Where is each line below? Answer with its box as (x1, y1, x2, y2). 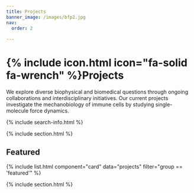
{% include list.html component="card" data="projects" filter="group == (6, 163, 183, 170)
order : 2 (11, 25, 33, 31)
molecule (6, 107, 29, 114)
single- (155, 101, 173, 108)
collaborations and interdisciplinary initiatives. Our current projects (6, 95, 169, 102)
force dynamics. (29, 107, 69, 114)
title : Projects (6, 8, 46, 15)
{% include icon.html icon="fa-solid (6, 56, 187, 70)
